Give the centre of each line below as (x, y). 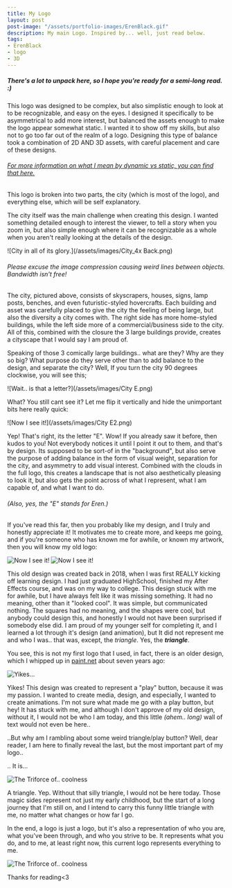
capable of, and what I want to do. (56, 488)
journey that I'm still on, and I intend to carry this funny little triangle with (110, 808)
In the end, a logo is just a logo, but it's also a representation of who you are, (116, 828)
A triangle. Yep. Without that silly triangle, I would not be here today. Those (114, 793)
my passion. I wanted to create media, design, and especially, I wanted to (112, 695)
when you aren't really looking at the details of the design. (90, 237)
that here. (21, 173)
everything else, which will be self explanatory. (74, 202)
